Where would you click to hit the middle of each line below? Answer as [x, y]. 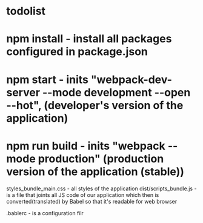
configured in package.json [77, 52]
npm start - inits [48, 79]
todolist [26, 11]
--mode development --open [116, 92]
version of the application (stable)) [95, 171]
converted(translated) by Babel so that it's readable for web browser [92, 201]
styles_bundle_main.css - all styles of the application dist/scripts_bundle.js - [101, 188]
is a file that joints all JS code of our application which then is [83, 195]
